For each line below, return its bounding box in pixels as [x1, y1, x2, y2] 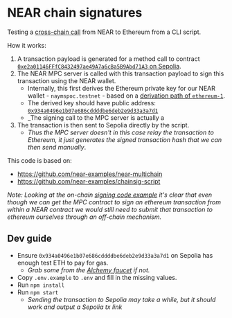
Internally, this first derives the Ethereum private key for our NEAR [27, 84, 216, 92]
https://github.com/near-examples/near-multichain [17, 170, 163, 178]
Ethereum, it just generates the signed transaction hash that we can [27, 135, 222, 143]
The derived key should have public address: [27, 98, 156, 107]
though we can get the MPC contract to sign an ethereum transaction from [7, 197, 222, 206]
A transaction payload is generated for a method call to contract [17, 54, 200, 63]
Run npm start [17, 288, 59, 296]
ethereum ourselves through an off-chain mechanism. [7, 213, 162, 221]
